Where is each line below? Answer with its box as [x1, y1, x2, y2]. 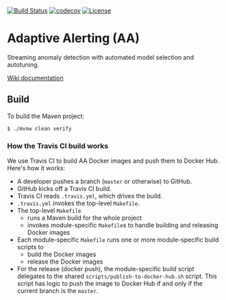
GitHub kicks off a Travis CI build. [16, 185, 112, 193]
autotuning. [7, 60, 40, 69]
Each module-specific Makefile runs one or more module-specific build [16, 235, 219, 244]
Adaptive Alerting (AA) [7, 31, 140, 46]
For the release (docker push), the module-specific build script [16, 265, 194, 273]
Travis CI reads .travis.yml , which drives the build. [16, 192, 163, 200]
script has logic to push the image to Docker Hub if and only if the [16, 279, 203, 288]
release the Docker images [27, 257, 103, 266]
